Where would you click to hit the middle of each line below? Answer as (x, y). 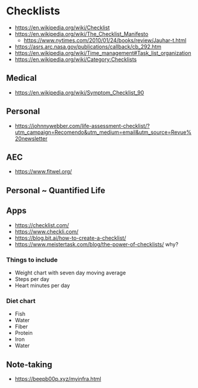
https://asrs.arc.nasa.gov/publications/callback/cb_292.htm (88, 47)
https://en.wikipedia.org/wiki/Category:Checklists (76, 59)
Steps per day (32, 279)
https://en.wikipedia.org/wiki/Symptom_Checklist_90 (79, 92)
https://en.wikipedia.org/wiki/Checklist (62, 28)
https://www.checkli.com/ (47, 231)
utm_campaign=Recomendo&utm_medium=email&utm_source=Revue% (103, 132)
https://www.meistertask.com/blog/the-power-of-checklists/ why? (97, 244)
